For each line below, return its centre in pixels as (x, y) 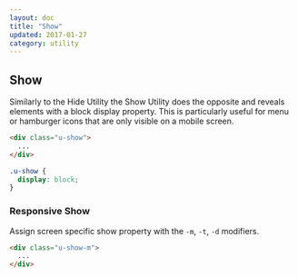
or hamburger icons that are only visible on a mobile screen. (122, 121)
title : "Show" (36, 26)
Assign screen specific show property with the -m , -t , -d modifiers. (134, 231)
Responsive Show (50, 212)
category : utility (44, 43)
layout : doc (32, 18)
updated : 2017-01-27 (49, 35)
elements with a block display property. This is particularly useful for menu (149, 112)
